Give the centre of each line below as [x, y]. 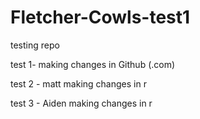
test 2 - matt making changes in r [78, 83]
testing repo [35, 45]
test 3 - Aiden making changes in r [81, 103]
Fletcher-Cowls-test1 [100, 17]
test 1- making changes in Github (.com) [93, 64]
